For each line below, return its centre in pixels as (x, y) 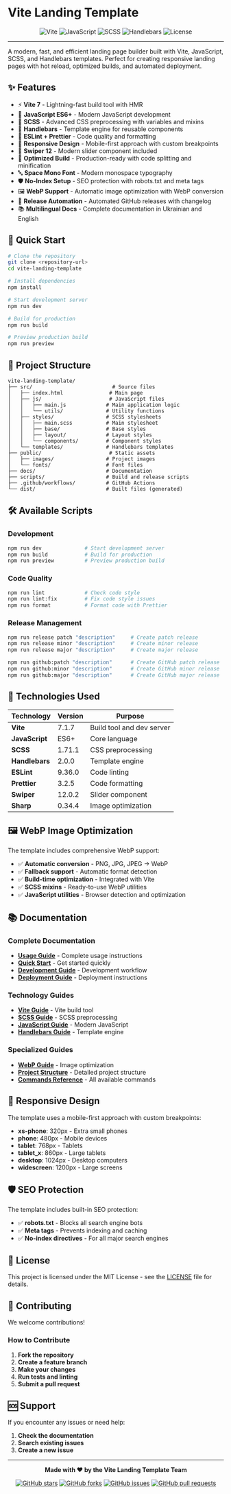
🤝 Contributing (40, 1306)
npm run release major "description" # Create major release (103, 650)
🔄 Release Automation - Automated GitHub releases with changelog (114, 201)
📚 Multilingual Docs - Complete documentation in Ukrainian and (110, 209)
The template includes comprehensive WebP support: (84, 851)
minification (34, 165)
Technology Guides (41, 995)
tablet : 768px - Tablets (50, 1145)
